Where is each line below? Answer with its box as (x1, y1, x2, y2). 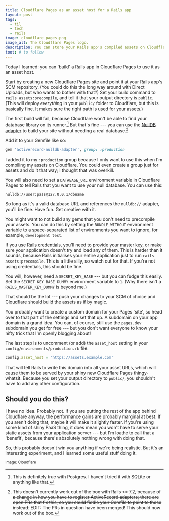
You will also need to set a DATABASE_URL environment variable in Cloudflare (5, 177, 160, 183)
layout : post (5, 12, 33, 17)
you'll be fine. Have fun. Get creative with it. (5, 206, 96, 212)
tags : (5, 17, 17, 22)
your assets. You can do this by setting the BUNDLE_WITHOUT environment (5, 221, 153, 227)
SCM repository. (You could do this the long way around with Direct (5, 84, 145, 90)
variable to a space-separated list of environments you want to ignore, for (5, 227, 158, 233)
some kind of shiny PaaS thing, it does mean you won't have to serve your (5, 425, 159, 431)
